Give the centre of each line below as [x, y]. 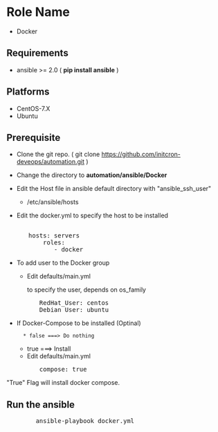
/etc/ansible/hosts [53, 202]
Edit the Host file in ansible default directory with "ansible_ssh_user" [114, 189]
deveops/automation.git [50, 162]
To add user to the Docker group [63, 263]
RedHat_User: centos [74, 303]
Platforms [28, 92]
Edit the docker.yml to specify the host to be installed [92, 215]
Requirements [37, 53]
